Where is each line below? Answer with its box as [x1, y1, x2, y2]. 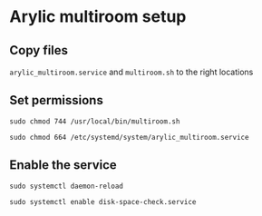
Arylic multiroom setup [9, 6, 187, 27]
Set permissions [9, 93, 104, 108]
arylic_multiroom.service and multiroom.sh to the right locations [9, 66, 254, 77]
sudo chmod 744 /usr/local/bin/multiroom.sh [9, 116, 180, 126]
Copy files [9, 43, 69, 58]
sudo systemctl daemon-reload [9, 182, 124, 191]
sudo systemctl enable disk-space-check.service [9, 197, 197, 206]
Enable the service [9, 157, 118, 173]
